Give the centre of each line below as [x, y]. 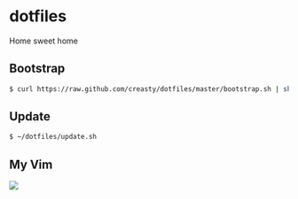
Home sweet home [43, 41]
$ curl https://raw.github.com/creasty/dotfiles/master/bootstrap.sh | [144, 89]
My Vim [31, 164]
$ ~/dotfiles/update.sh [53, 137]
